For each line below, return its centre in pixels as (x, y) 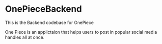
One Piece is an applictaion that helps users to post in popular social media (81, 32)
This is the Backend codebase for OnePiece (50, 22)
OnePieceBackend (43, 9)
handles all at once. (25, 37)
